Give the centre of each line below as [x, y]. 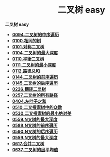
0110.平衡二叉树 [28, 59]
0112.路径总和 [26, 71]
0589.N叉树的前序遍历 [35, 125]
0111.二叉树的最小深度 [34, 65]
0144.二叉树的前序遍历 [35, 77]
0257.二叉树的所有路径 [35, 95]
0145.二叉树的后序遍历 [35, 83]
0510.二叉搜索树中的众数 [37, 107]
